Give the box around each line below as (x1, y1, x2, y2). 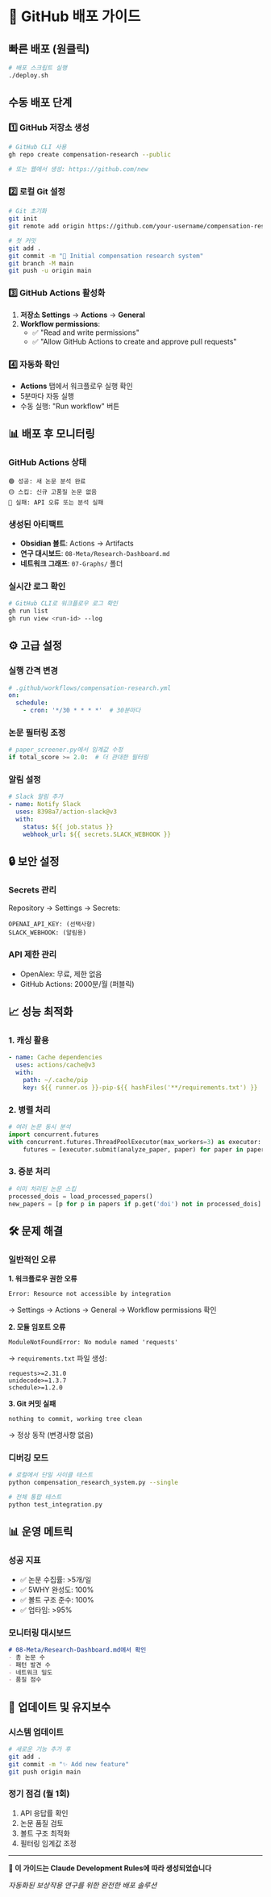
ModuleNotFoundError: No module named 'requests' (8, 1339, 179, 1347)
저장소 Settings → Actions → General (19, 310, 145, 320)
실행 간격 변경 (8, 665, 59, 676)
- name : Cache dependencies (8, 1054, 103, 1062)
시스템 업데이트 (8, 1726, 65, 1737)
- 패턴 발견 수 (8, 1661, 51, 1669)
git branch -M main (8, 259, 74, 267)
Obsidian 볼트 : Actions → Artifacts (19, 538, 135, 548)
